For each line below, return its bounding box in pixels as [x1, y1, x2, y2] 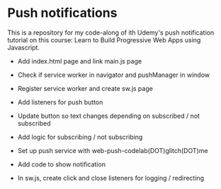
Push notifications [7, 5, 118, 21]
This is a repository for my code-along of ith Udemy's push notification [7, 28, 215, 37]
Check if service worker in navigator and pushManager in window [17, 71, 210, 79]
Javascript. [7, 43, 40, 51]
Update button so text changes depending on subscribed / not [17, 111, 200, 120]
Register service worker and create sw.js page [17, 84, 154, 92]
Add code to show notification [17, 160, 106, 169]
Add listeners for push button [17, 97, 103, 106]
